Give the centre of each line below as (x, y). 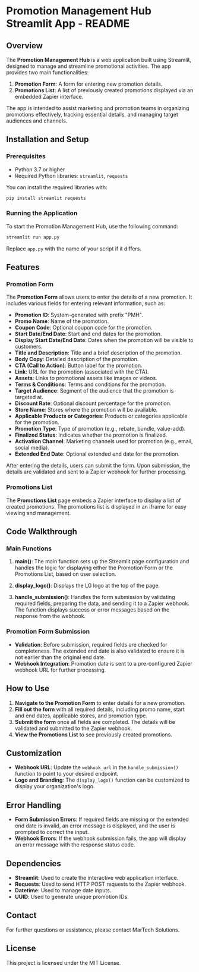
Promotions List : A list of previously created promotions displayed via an (104, 90)
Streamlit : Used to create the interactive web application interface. (97, 877)
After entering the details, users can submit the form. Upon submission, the (98, 466)
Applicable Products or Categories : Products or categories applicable (101, 416)
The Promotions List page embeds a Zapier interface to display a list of (94, 500)
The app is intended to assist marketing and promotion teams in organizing (98, 108)
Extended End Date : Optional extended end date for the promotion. (97, 454)
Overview (25, 46)
